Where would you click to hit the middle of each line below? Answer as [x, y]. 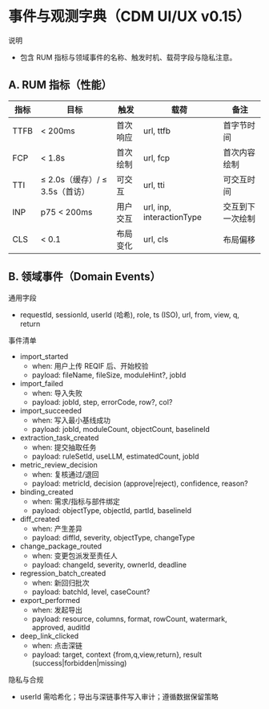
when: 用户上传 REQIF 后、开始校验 [90, 365]
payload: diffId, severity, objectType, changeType [113, 537]
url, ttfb [157, 131]
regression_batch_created [63, 573]
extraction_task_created [59, 438]
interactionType [173, 217]
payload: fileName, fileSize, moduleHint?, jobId [109, 375]
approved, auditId [61, 627]
